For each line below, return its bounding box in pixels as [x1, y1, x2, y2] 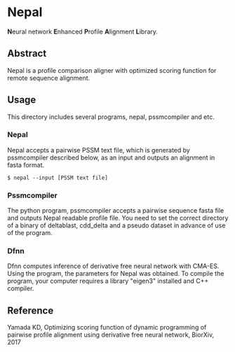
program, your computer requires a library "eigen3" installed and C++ [7, 277, 209, 286]
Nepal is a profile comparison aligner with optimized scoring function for [7, 66, 217, 74]
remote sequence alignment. [7, 73, 90, 82]
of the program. [7, 229, 53, 237]
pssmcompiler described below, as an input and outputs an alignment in [7, 153, 215, 162]
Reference [7, 304, 54, 316]
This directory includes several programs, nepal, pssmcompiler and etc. [7, 113, 215, 121]
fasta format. [7, 160, 45, 169]
